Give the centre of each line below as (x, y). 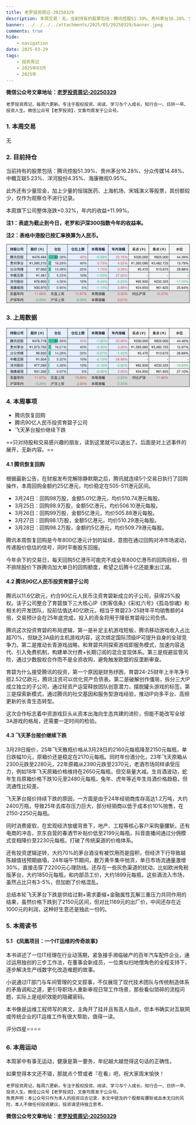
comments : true (24, 31)
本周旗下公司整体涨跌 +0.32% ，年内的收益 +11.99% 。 (69, 210)
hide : (13, 37)
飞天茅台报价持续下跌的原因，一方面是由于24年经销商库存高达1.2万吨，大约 (97, 799)
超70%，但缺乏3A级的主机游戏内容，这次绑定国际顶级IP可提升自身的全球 (94, 637)
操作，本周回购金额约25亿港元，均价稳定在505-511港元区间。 (80, 486)
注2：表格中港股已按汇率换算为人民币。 (54, 235)
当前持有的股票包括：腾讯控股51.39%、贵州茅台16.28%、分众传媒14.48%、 (97, 171)
